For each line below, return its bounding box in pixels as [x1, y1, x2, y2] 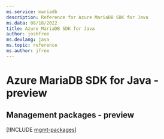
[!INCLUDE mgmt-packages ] [6, 126, 77, 133]
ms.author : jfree [6, 48, 50, 54]
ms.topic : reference [6, 43, 58, 49]
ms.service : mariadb [6, 8, 58, 15]
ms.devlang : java [6, 37, 50, 43]
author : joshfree [6, 31, 50, 37]
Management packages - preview [6, 110, 135, 120]
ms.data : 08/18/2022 [6, 20, 58, 26]
